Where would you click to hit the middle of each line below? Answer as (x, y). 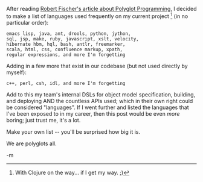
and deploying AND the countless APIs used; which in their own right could (100, 101)
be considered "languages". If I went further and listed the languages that (98, 107)
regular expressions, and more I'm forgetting (66, 55)
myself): (17, 72)
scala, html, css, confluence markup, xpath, (64, 49)
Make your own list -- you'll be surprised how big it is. (73, 131)
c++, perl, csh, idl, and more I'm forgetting (66, 83)
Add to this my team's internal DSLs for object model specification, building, (101, 94)
